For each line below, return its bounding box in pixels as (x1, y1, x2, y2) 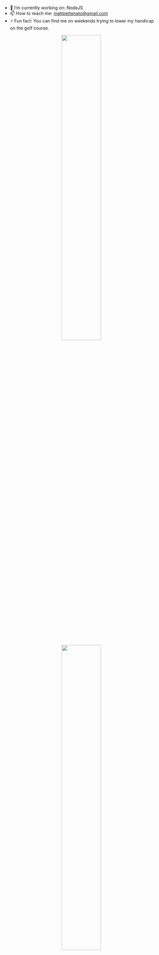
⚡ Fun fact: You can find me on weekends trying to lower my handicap (9, 18, 155, 24)
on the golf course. (9, 25, 49, 31)
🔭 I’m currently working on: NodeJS (9, 5, 83, 11)
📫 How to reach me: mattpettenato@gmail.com (9, 11, 108, 16)
